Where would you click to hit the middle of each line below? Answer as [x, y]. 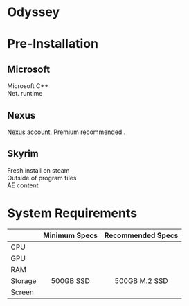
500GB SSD [70, 280]
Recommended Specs [141, 235]
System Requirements [72, 213]
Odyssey [34, 12]
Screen [22, 292]
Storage [24, 280]
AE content [23, 185]
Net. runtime [25, 94]
